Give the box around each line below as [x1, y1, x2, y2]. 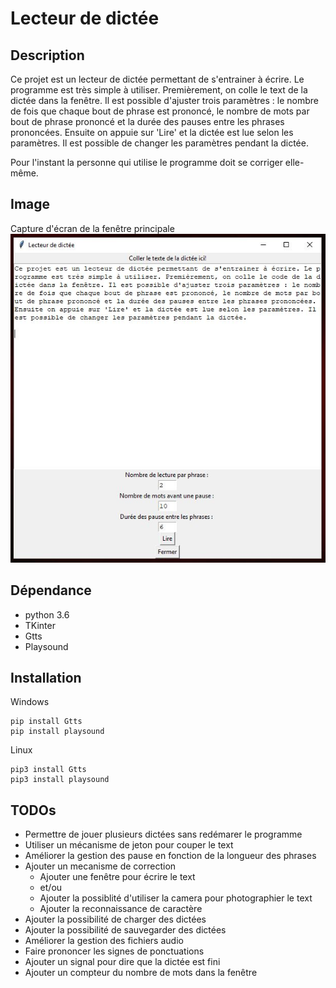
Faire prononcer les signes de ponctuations [24, 945, 205, 957]
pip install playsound [10, 727, 105, 737]
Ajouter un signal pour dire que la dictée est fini [24, 956, 221, 968]
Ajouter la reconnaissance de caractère [39, 903, 203, 915]
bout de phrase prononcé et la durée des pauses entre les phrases [10, 116, 285, 127]
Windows [10, 696, 50, 708]
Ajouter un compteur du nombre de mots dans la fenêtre [24, 967, 258, 979]
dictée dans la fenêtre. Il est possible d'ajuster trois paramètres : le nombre [10, 95, 319, 106]
